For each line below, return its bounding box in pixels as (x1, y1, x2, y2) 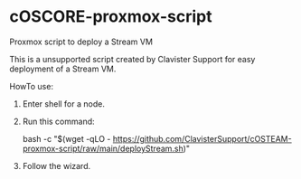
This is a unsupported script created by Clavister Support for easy (9, 53, 256, 64)
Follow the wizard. (22, 160, 91, 171)
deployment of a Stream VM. (9, 63, 117, 74)
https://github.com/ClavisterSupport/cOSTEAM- (112, 133, 292, 144)
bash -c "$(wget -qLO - (22, 133, 111, 144)
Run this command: (22, 116, 95, 127)
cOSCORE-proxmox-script (9, 6, 212, 27)
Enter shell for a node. (22, 98, 106, 109)
